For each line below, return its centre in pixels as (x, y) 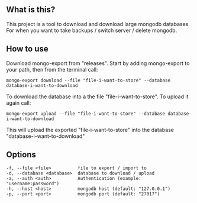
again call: (19, 102)
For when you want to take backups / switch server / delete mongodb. (92, 30)
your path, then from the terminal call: (52, 69)
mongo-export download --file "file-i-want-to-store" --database (88, 80)
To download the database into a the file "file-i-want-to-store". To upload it (97, 96)
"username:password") (33, 184)
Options (21, 155)
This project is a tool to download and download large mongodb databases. (98, 24)
